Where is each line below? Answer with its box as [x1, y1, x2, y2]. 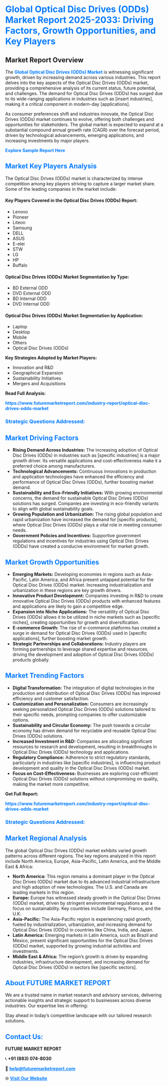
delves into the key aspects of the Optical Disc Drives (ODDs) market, [5, 80, 149, 86]
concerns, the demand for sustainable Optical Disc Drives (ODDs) [12, 495, 148, 501]
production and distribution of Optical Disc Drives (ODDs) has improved [12, 690, 160, 696]
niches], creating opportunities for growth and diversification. [12, 619, 139, 625]
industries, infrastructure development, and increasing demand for [12, 959, 150, 965]
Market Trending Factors [5, 671, 84, 680]
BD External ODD [12, 285, 48, 291]
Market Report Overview [5, 55, 84, 64]
